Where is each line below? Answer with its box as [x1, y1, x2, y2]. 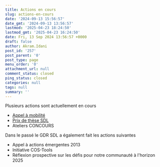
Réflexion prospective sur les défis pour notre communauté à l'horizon [12, 152, 156, 158]
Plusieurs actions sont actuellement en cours [5, 103, 96, 109]
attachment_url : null [5, 67, 50, 72]
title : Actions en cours [5, 7, 56, 12]
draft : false [5, 39, 32, 44]
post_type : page [5, 57, 38, 62]
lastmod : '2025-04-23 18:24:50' [5, 26, 71, 30]
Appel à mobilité [12, 112, 45, 118]
